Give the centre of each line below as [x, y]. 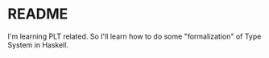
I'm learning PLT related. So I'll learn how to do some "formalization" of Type [134, 36]
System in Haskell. [38, 44]
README [38, 14]
